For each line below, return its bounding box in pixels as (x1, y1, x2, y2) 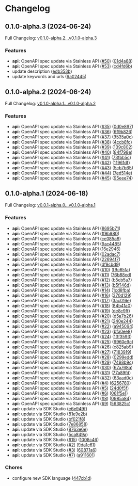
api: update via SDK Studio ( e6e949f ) (12, 405, 88, 411)
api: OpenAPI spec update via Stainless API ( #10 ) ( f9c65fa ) (12, 266, 131, 272)
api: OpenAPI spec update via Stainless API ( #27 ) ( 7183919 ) (12, 349, 132, 355)
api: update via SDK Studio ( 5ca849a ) (12, 431, 88, 437)
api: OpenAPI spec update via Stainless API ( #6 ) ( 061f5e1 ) (12, 390, 128, 396)
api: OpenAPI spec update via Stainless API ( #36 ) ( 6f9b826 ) (12, 129, 133, 135)
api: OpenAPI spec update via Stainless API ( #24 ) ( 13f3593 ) (12, 333, 132, 340)
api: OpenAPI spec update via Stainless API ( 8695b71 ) (12, 225, 121, 231)
